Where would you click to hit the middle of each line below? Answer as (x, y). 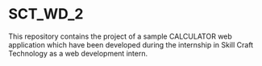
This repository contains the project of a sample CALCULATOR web (120, 36)
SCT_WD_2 (46, 14)
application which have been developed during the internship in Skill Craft (131, 44)
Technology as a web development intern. (78, 53)
